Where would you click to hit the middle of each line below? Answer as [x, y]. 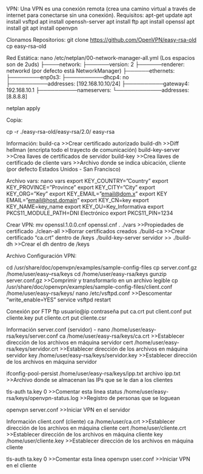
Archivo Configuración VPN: [42, 256]
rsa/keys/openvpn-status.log [42, 398]
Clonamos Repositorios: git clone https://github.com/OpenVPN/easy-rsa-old [101, 40]
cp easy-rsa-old [26, 46]
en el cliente [22, 465]
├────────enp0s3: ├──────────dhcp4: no [68, 77]
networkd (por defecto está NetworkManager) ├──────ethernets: [91, 71]
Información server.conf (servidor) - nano [58, 330]
